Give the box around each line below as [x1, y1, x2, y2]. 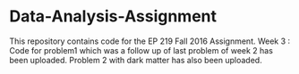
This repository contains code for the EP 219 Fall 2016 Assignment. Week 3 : [9, 36, 291, 46]
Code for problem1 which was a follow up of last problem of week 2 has [9, 45, 273, 55]
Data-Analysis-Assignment [9, 6, 218, 27]
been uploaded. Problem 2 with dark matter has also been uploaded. [9, 54, 262, 65]
